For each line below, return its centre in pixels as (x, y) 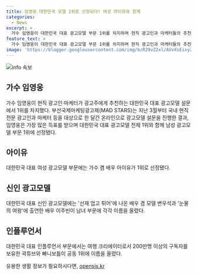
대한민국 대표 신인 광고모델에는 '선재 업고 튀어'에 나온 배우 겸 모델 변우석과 (91, 203)
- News (19, 22)
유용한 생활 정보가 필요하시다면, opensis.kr (55, 266)
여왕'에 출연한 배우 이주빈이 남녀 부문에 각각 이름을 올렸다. (79, 211)
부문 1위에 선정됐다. (34, 132)
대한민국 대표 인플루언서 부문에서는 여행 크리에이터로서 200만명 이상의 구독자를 (97, 246)
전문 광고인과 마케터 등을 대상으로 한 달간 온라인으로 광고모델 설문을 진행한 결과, (98, 118)
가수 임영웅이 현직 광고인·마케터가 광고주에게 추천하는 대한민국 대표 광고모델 (93, 103)
